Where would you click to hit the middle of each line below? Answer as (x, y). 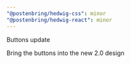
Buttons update (28, 39)
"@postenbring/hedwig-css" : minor (56, 13)
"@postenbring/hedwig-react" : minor (59, 20)
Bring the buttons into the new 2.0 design (65, 53)
